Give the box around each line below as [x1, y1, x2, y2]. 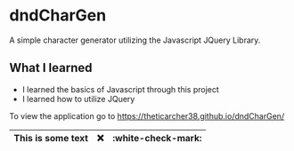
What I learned [9, 60, 93, 75]
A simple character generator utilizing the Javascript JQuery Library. [9, 35, 261, 45]
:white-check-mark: [112, 131, 202, 144]
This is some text [13, 131, 89, 144]
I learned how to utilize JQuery [21, 93, 135, 104]
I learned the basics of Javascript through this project [21, 83, 220, 94]
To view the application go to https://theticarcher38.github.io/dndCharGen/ [9, 110, 285, 121]
